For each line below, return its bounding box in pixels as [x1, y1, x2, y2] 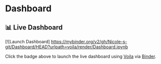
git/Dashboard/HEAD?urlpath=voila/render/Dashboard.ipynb [5, 44, 128, 50]
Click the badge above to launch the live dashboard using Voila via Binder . [5, 54, 157, 59]
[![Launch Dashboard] [5, 39, 51, 44]
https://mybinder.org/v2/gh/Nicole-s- [51, 39, 127, 44]
